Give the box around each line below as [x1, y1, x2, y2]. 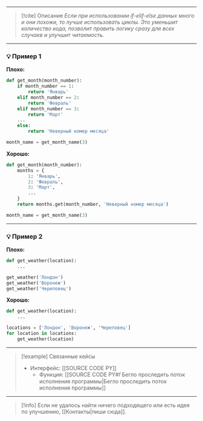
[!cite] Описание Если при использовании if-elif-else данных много [21, 12, 195, 19]
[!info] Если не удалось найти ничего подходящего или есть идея [21, 401, 190, 409]
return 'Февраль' [28, 100, 71, 106]
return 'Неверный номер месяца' [28, 128, 110, 134]
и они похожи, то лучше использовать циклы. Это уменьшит [21, 19, 178, 25]
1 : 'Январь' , [28, 173, 61, 179]
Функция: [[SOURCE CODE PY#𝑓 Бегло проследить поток [39, 371, 185, 378]
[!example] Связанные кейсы [21, 353, 95, 360]
